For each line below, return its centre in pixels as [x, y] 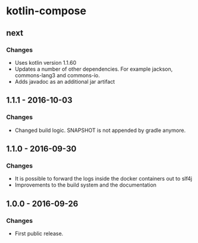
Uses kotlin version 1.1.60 [45, 62]
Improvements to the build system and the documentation [85, 185]
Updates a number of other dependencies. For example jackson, [94, 69]
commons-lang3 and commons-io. [57, 75]
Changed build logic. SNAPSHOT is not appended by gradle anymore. [100, 130]
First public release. [39, 233]
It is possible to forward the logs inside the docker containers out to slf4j [103, 179]
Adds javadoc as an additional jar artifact [65, 81]
